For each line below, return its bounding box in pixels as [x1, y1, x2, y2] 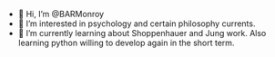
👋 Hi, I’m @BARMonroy [17, 9, 105, 19]
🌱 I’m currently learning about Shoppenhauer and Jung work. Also [17, 28, 267, 38]
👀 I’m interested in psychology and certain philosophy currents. [17, 18, 256, 29]
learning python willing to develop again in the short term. [17, 37, 235, 48]
